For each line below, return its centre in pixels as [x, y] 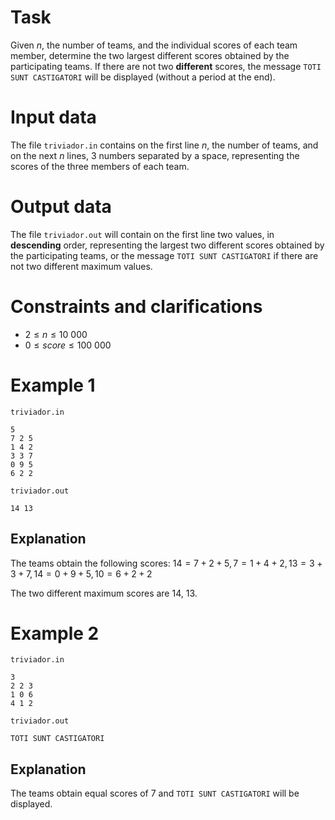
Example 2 [55, 633]
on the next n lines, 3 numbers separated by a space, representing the [155, 155]
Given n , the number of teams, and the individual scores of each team [154, 45]
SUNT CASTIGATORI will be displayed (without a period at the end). [143, 77]
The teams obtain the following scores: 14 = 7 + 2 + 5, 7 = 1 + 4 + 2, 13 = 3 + [166, 563]
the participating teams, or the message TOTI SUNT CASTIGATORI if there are [164, 255]
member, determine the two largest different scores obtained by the [150, 55]
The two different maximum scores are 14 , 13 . [104, 593]
